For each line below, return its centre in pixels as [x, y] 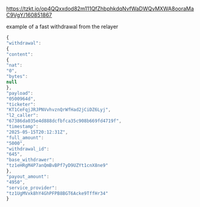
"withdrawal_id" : [28, 149]
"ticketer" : [21, 104]
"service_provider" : [32, 188]
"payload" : [20, 93]
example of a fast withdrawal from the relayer [62, 27]
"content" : [20, 54]
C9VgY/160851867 [29, 15]
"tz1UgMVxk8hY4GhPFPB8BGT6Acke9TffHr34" [57, 193]
